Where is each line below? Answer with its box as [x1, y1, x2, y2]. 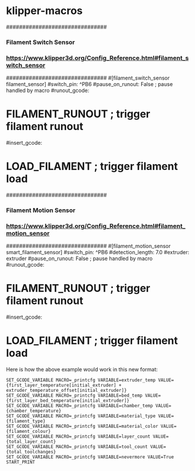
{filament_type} [6, 418, 46, 424]
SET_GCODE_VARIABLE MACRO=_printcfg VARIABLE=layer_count [6, 434, 150, 440]
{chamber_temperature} [6, 408, 61, 414]
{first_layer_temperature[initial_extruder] [6, 383, 117, 388]
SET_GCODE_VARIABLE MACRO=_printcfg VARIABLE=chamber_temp [6, 403, 153, 409]
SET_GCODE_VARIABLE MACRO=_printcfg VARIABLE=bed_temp [6, 392, 143, 399]
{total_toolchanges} [6, 449, 57, 455]
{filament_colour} [6, 429, 51, 435]
